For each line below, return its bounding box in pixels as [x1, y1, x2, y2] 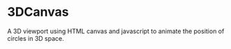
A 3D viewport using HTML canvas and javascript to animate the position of [7, 27, 225, 35]
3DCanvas [7, 4, 69, 20]
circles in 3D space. [7, 34, 64, 42]
